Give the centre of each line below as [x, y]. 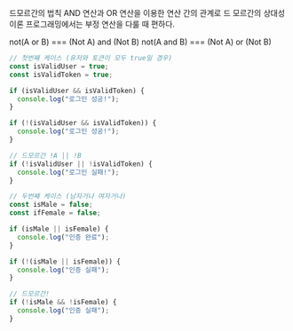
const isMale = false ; [51, 205]
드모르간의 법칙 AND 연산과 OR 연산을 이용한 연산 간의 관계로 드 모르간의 [135, 13]
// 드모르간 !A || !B [45, 155]
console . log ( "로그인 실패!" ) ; [68, 172]
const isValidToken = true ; [61, 75]
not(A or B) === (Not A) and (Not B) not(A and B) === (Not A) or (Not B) [141, 42]
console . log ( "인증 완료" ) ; [63, 237]
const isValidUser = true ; [59, 66]
